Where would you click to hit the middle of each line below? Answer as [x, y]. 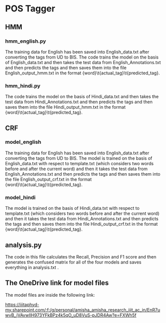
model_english [23, 142]
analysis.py [24, 245]
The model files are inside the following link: [50, 295]
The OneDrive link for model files [57, 283]
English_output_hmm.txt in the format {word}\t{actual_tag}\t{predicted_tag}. [83, 73]
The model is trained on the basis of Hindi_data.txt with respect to [72, 208]
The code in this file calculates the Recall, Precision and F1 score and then [81, 257]
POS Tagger [30, 9]
